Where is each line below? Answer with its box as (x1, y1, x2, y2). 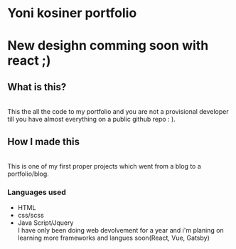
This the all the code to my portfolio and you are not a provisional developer (7, 107, 229, 116)
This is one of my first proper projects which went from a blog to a (7, 162, 201, 170)
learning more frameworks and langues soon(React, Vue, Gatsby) (17, 233, 210, 243)
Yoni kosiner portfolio (7, 5, 137, 21)
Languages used (7, 187, 66, 197)
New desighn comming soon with (7, 38, 209, 54)
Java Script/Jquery (17, 218, 74, 227)
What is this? (7, 80, 67, 93)
